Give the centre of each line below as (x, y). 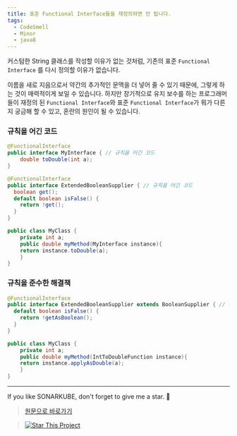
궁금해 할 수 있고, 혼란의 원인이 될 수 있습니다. (78, 111)
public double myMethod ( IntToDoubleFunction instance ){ (104, 357)
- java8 (25, 40)
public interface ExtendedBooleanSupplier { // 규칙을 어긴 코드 (100, 185)
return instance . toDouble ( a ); (65, 250)
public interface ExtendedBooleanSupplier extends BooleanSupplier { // (116, 305)
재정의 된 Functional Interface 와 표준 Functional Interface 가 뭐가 (116, 102)
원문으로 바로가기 (48, 411)
